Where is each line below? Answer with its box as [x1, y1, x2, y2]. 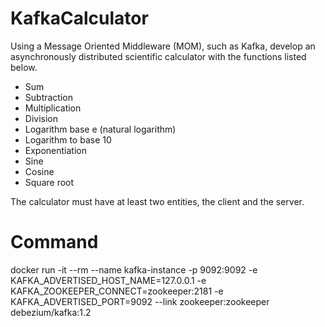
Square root [24, 176, 75, 188]
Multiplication [24, 102, 82, 114]
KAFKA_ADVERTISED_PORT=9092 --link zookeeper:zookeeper [10, 295, 270, 307]
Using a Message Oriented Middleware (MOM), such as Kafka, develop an [10, 40, 316, 52]
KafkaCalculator [10, 7, 149, 30]
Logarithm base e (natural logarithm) [24, 123, 177, 135]
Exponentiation [24, 144, 87, 156]
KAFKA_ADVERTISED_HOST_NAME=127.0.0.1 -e [10, 274, 207, 286]
